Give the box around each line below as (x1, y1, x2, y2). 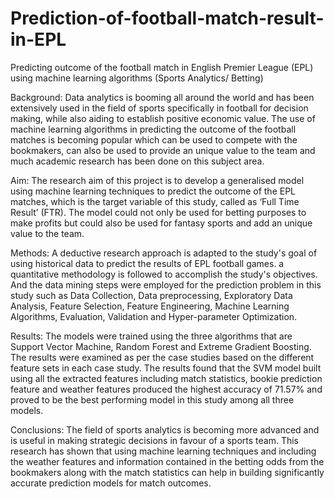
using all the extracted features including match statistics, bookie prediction (10, 372, 323, 384)
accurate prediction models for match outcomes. (10, 477, 212, 489)
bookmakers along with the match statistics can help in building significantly (10, 466, 325, 478)
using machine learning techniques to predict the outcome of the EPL (10, 185, 296, 197)
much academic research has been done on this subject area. (10, 155, 265, 167)
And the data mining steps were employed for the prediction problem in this (10, 278, 322, 291)
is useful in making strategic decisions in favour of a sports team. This (10, 434, 300, 446)
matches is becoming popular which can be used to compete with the (10, 133, 298, 146)
